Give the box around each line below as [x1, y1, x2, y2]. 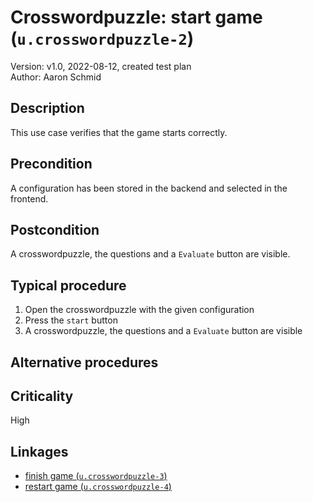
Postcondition [10, 221, 100, 238]
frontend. [10, 192, 49, 205]
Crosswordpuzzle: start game [10, 6, 263, 29]
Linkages [10, 443, 69, 460]
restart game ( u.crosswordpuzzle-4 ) [24, 481, 172, 493]
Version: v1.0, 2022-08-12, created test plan [10, 60, 192, 72]
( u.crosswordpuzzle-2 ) [10, 27, 195, 50]
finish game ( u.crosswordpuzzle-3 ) [24, 470, 168, 482]
